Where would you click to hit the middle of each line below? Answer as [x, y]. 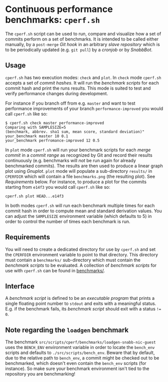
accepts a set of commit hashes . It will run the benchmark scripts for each [82, 83]
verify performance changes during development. [57, 93]
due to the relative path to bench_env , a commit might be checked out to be [82, 358]
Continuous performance [59, 9]
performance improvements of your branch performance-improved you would [84, 108]
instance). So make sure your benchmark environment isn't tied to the [77, 368]
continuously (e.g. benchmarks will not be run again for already [71, 160]
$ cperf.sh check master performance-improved [55, 123]
